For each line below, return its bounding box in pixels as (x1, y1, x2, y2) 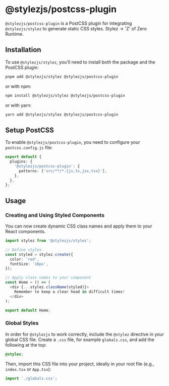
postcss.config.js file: (5, 145, 53, 151)
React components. (5, 229, 46, 234)
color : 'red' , (10, 256, 39, 262)
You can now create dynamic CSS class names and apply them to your (5, 223, 152, 229)
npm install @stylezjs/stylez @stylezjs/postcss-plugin (5, 93, 125, 98)
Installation (5, 45, 41, 54)
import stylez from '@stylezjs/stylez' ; (5, 238, 92, 243)
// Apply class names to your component (5, 275, 92, 281)
